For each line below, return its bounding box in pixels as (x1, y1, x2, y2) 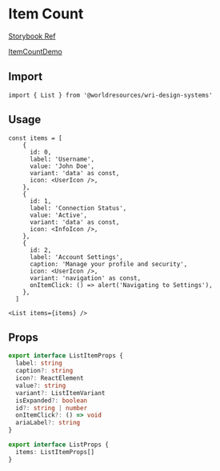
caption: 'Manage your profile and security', (29, 260, 188, 268)
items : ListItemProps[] (15, 448, 94, 456)
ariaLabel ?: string (15, 419, 81, 427)
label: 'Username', (29, 155, 94, 163)
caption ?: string (15, 367, 74, 375)
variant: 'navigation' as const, (29, 273, 142, 282)
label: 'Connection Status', (29, 204, 127, 212)
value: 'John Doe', (29, 162, 94, 170)
